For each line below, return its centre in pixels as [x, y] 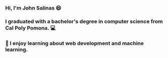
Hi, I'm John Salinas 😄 [33, 8]
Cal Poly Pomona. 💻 [31, 28]
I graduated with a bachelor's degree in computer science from [84, 21]
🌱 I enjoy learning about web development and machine [75, 43]
